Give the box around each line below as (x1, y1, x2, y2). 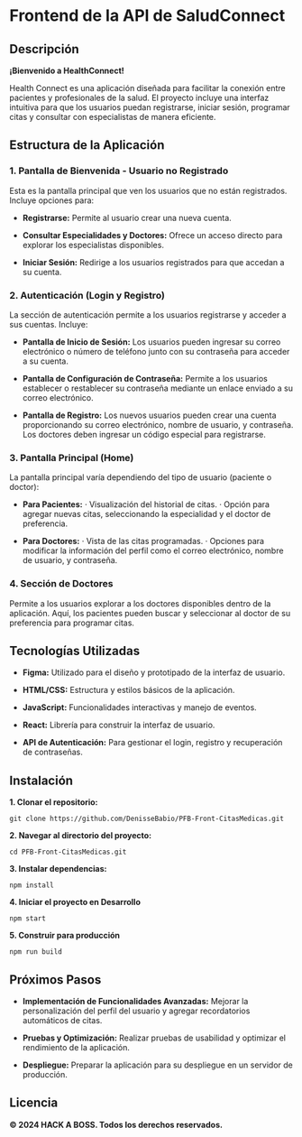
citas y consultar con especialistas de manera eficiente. (9, 112, 216, 122)
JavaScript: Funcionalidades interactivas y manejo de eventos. (22, 702, 257, 713)
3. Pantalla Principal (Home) (9, 451, 134, 464)
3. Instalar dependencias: (9, 864, 107, 874)
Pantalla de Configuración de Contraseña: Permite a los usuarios (22, 373, 268, 384)
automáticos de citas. (22, 1015, 103, 1026)
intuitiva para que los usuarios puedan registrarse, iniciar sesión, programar (9, 102, 290, 113)
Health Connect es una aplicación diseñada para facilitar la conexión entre (9, 83, 286, 93)
